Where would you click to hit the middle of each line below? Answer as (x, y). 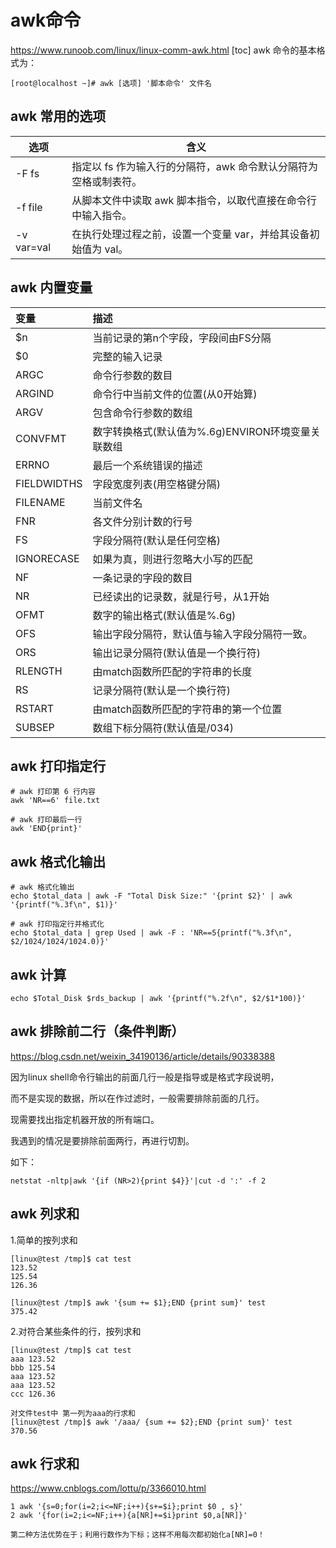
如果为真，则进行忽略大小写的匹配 (172, 559)
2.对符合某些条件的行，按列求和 (76, 1331)
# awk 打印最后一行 (46, 820)
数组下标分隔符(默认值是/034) (163, 728)
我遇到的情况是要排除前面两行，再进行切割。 (102, 1140)
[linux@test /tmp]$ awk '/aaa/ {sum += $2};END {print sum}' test (151, 1422)
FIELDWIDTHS (49, 483)
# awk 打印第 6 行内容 (53, 792)
